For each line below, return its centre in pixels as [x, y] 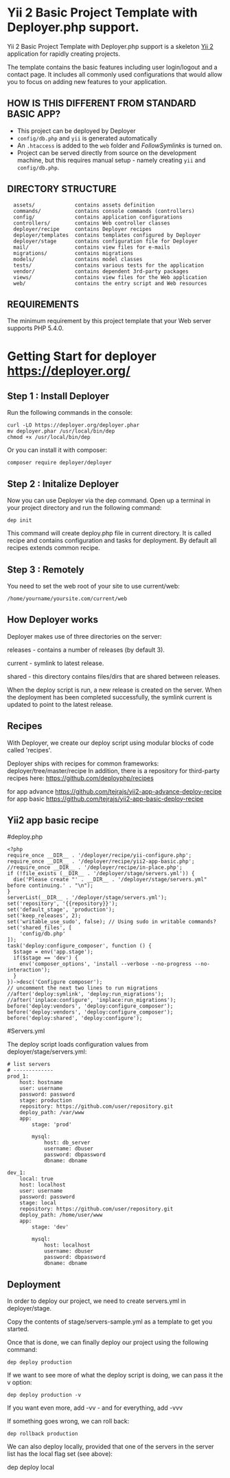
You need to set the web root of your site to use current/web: [93, 586]
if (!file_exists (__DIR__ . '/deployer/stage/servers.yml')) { [101, 874]
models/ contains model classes [78, 259]
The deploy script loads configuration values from [78, 1045]
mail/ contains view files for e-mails [92, 247]
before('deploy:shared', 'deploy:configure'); [75, 1018]
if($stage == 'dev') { [46, 958]
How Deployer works [53, 620]
